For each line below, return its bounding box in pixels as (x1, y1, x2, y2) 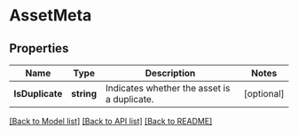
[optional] (243, 88, 285, 99)
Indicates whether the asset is (105, 82, 231, 94)
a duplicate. (105, 93, 154, 105)
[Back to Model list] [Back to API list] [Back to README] (9, 116, 213, 126)
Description (145, 67, 196, 79)
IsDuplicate (13, 88, 63, 99)
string (70, 88, 98, 99)
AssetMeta (9, 5, 92, 26)
